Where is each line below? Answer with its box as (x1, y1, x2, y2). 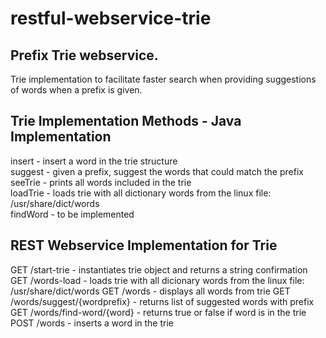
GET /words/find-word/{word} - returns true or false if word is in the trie (10, 306, 307, 318)
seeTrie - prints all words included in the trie (10, 176, 192, 188)
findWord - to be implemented (10, 208, 135, 220)
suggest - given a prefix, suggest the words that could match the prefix (10, 165, 304, 177)
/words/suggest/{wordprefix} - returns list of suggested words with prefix (10, 295, 315, 307)
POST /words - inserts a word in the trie (10, 317, 175, 329)
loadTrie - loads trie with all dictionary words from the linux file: (10, 187, 272, 199)
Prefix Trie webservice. (10, 47, 159, 64)
